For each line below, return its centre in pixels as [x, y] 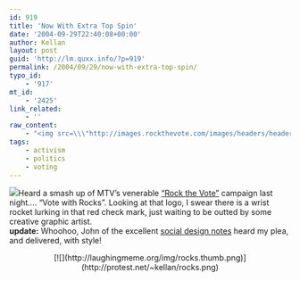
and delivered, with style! [56, 241]
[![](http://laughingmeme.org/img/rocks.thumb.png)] [150, 258]
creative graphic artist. [51, 222]
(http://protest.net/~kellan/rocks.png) [150, 268]
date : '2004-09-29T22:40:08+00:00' [75, 34]
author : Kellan [37, 42]
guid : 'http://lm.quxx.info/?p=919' [77, 59]
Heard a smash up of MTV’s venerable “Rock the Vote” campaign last [146, 194]
